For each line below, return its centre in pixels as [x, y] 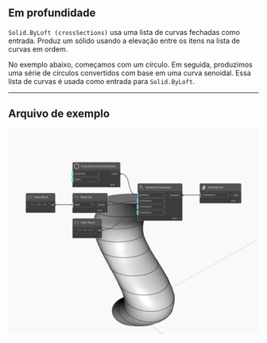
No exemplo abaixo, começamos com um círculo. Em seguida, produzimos [130, 64]
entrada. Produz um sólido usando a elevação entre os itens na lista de [124, 40]
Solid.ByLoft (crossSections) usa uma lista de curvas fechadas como [124, 32]
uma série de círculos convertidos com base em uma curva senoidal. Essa [130, 73]
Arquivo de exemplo [59, 114]
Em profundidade [52, 13]
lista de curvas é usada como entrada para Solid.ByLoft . [102, 81]
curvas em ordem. [38, 49]
